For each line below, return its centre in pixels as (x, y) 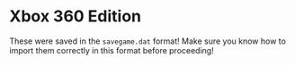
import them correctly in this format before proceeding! (112, 50)
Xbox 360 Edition (76, 16)
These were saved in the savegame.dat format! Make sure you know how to (147, 41)
